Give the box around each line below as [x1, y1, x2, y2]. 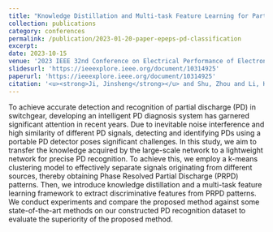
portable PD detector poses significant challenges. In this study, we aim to [8, 136, 258, 146]
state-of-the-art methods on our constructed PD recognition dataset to [8, 205, 246, 215]
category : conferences [8, 27, 85, 35]
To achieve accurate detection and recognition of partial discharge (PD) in [8, 102, 256, 112]
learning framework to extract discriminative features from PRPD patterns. [8, 188, 258, 198]
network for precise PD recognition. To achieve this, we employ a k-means [8, 153, 258, 163]
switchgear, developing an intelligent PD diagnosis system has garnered [8, 110, 250, 120]
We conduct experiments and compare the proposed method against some [8, 196, 260, 207]
